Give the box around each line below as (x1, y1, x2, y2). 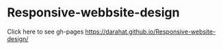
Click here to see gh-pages (7, 27, 84, 36)
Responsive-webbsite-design (7, 5, 180, 21)
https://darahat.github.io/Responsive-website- (85, 27, 216, 36)
